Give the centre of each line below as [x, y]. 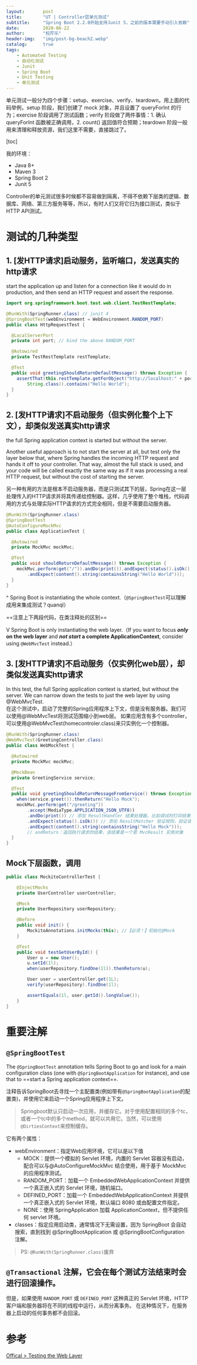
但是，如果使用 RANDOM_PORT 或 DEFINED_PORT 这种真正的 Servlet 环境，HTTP [97, 1298]
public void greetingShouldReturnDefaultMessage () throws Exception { [99, 373]
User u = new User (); [54, 958]
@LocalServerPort [33, 335]
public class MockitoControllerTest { [53, 877]
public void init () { [43, 925]
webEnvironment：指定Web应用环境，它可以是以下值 [79, 1151]
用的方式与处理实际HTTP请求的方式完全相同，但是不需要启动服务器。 [90, 503]
